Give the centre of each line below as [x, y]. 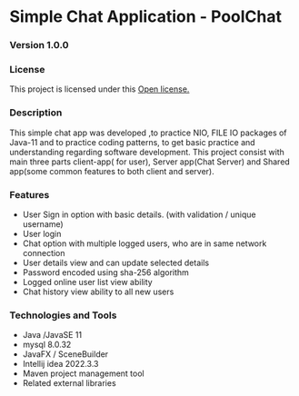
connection [44, 253]
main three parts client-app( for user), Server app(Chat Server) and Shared [150, 162]
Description [36, 113]
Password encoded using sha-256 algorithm [105, 272]
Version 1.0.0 [39, 45]
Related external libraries [69, 383]
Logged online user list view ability [87, 282]
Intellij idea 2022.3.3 [60, 364]
